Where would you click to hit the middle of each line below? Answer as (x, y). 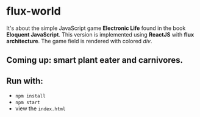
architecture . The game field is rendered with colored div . (79, 41)
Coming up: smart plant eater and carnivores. (95, 60)
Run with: (25, 81)
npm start (28, 103)
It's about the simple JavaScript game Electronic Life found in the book (96, 28)
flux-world (34, 11)
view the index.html (40, 108)
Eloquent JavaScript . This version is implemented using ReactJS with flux (100, 34)
